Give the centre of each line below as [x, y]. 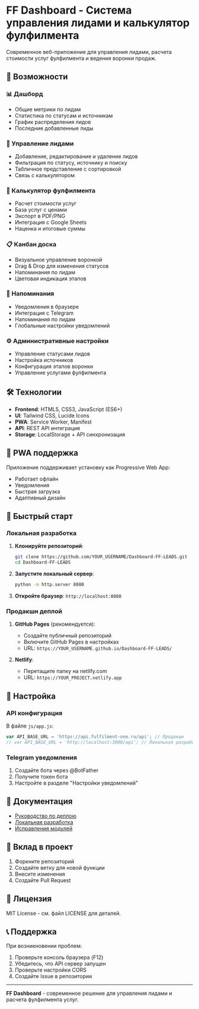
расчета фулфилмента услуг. [42, 1000]
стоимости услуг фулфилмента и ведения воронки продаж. [81, 58]
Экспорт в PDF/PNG [40, 216]
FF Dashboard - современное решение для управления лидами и [89, 994]
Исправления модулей [44, 828]
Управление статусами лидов [52, 354]
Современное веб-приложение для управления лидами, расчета [89, 52]
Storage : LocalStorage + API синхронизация [70, 434]
